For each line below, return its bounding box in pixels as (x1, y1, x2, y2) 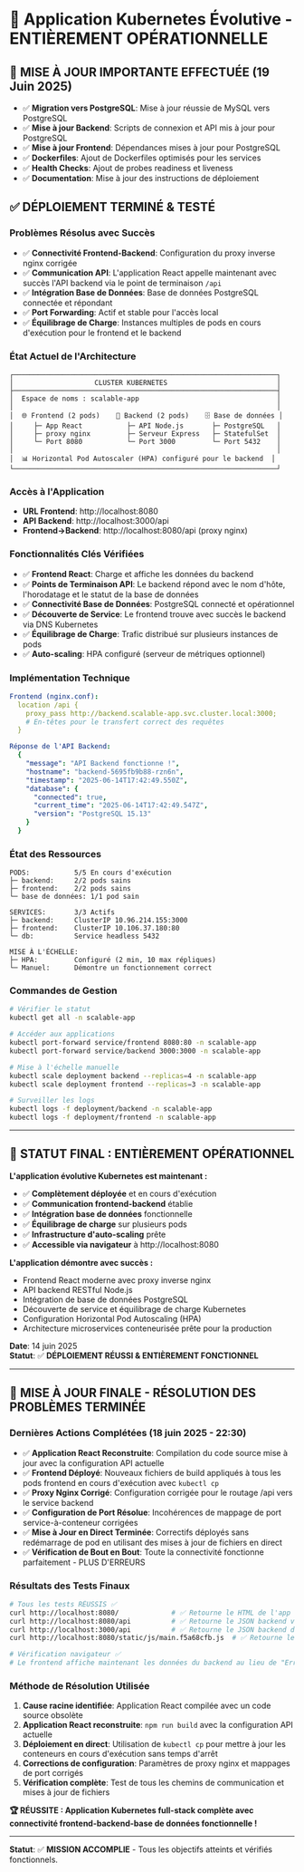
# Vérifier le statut (9, 1005, 91, 1014)
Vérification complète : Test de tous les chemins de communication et (22, 1777, 285, 1789)
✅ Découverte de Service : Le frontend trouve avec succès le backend (22, 608, 287, 620)
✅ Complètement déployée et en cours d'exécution (22, 1188, 217, 1199)
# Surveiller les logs (9, 1096, 95, 1105)
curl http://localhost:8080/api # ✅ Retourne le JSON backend (9, 1616, 287, 1626)
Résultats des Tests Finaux (9, 1579, 130, 1592)
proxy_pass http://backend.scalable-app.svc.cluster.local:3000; (25, 709, 278, 718)
